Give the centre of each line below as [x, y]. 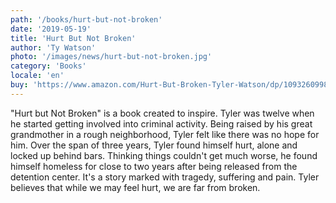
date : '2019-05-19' [51, 29]
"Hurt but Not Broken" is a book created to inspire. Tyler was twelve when [162, 113]
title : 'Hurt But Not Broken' [73, 38]
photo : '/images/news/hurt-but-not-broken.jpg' [111, 57]
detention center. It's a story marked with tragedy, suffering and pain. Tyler [165, 177]
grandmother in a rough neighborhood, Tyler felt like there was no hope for [165, 134]
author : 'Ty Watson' [53, 47]
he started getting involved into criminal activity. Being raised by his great [161, 123]
